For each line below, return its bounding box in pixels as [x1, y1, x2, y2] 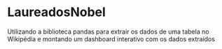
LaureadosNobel [7, 4, 106, 20]
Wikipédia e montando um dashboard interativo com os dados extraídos [7, 34, 216, 43]
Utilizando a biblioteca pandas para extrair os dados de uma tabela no [7, 27, 209, 36]
